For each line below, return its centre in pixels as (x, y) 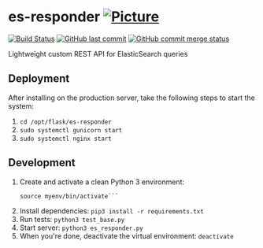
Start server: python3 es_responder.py (81, 228)
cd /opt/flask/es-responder (65, 122)
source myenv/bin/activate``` (69, 196)
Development (42, 163)
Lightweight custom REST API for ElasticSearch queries (98, 54)
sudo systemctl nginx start (65, 139)
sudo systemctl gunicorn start (71, 130)
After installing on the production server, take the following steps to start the (132, 98)
